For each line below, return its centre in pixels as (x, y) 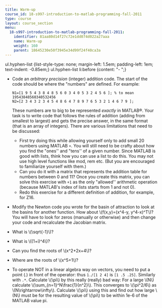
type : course (18, 18)
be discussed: (26, 131)
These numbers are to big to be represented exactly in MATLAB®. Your (83, 110)
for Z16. (27, 197)
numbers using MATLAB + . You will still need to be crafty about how (87, 145)
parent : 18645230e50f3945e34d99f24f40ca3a (57, 50)
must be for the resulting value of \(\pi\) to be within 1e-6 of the (84, 295)
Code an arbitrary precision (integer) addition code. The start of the (80, 79)
